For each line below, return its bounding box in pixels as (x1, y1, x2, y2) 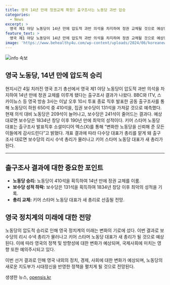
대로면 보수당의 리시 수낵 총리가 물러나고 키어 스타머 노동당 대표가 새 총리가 (14, 136, 163, 142)
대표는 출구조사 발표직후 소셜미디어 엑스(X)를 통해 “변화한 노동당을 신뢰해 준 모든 (5, 124, 165, 130)
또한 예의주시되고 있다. (10, 247, 56, 253)
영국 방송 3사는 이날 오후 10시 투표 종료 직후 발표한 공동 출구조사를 (28, 98, 159, 104)
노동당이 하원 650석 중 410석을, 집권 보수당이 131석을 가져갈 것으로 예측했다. (10, 104, 162, 110)
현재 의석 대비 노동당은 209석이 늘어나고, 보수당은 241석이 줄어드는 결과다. (5, 111, 153, 117)
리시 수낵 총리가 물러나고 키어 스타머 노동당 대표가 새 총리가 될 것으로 (18, 234, 155, 240)
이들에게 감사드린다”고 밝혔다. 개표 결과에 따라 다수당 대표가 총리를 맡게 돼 (5, 130, 152, 136)
